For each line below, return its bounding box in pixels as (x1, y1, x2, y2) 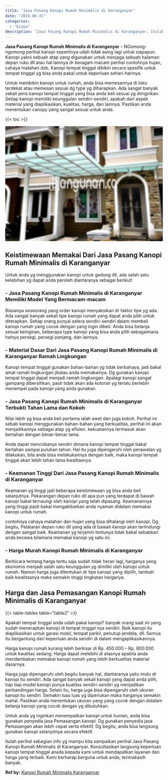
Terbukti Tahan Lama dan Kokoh (5, 404, 85, 411)
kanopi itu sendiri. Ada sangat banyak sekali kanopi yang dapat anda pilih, (5, 676, 157, 682)
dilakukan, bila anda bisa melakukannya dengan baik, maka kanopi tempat (5, 452, 158, 458)
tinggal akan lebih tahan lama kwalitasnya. (5, 457, 92, 463)
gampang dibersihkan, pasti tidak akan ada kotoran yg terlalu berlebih (5, 380, 149, 386)
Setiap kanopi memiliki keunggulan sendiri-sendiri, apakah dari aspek (5, 96, 148, 102)
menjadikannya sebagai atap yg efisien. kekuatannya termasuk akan (5, 426, 146, 432)
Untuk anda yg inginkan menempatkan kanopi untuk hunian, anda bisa (5, 712, 150, 718)
